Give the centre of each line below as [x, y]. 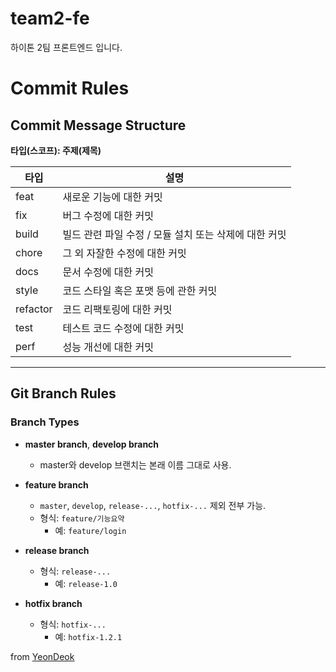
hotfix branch [53, 603]
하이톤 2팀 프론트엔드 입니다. [66, 47]
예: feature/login [90, 530]
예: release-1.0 [86, 583]
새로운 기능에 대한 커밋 [112, 197]
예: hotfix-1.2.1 [88, 636]
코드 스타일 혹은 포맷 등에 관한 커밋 [140, 290]
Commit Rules [70, 88]
